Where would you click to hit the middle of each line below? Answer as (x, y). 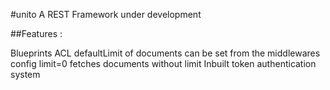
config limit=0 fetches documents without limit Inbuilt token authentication (163, 63)
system (25, 74)
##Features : (36, 33)
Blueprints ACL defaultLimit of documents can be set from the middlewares (165, 53)
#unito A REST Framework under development (106, 14)
